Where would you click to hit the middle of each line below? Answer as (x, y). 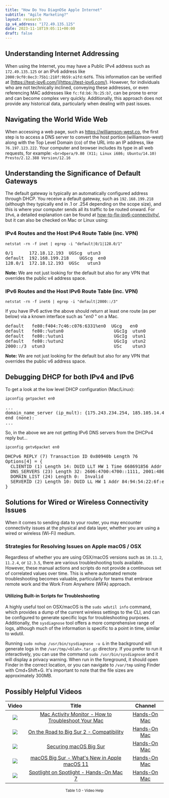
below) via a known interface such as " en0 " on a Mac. (62, 317)
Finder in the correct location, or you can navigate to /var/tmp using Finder (83, 665)
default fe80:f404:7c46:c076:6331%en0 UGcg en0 (72, 326)
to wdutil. (15, 634)
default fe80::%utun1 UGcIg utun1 (75, 336)
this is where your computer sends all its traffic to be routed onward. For (80, 210)
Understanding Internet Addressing (62, 54)
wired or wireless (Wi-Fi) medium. (40, 533)
